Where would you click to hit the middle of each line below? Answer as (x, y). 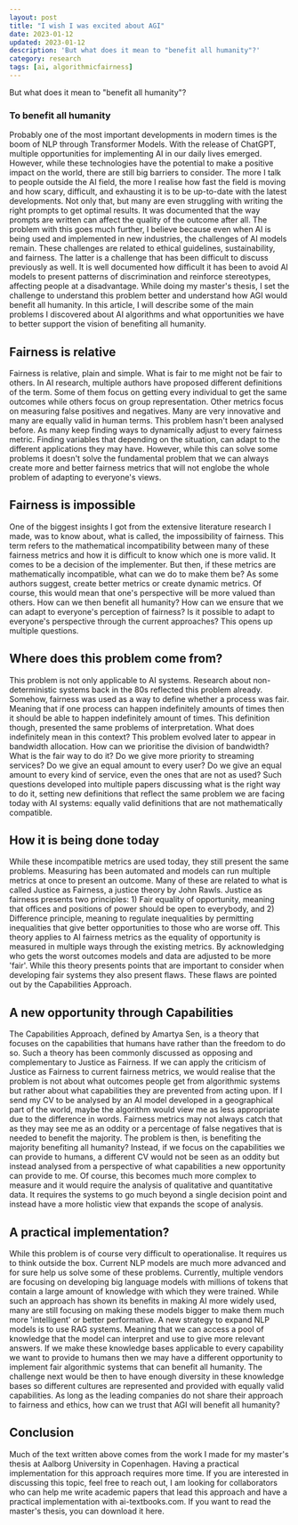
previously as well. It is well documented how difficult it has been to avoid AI (149, 267)
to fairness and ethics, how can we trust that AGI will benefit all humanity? (145, 1405)
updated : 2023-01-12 (48, 42)
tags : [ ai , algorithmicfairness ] (71, 68)
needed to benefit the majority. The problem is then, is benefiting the (135, 1138)
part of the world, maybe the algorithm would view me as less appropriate (145, 1109)
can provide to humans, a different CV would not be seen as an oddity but (145, 1157)
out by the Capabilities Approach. (70, 985)
